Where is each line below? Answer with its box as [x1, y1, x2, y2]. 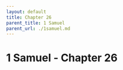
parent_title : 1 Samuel [6, 20, 65, 26]
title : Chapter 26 [6, 14, 52, 20]
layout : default [6, 8, 46, 15]
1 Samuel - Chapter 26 [6, 51, 118, 65]
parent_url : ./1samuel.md [6, 25, 70, 32]
